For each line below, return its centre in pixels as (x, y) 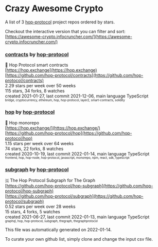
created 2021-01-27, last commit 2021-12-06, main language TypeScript (77, 96)
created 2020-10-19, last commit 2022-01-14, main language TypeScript (77, 153)
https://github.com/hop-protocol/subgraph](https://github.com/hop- (75, 196)
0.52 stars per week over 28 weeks (40, 206)
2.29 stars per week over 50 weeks (41, 86)
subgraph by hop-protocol (37, 170)
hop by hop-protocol (30, 112)
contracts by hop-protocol (37, 54)
